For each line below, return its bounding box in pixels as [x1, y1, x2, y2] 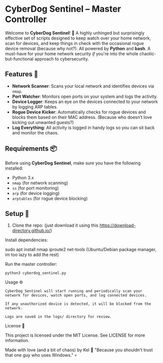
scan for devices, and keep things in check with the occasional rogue [5, 40, 145, 46]
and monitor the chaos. [12, 129, 59, 135]
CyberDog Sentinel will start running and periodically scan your [5, 289, 143, 294]
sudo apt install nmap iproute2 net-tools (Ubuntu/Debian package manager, [5, 247, 157, 253]
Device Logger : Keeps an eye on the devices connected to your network [12, 99, 158, 105]
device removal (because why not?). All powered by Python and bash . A [5, 45, 151, 51]
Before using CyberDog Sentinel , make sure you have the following [5, 160, 141, 166]
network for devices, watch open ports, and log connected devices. [5, 293, 147, 298]
